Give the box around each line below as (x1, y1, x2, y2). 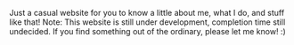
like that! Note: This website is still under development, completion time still (9, 17, 286, 27)
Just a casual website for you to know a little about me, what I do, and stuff (9, 8, 285, 18)
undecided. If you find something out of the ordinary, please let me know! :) (9, 26, 287, 36)
